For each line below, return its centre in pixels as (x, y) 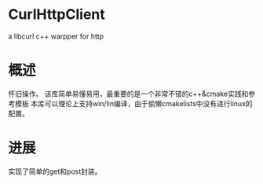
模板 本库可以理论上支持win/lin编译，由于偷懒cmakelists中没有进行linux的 (133, 103)
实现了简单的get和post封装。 (55, 171)
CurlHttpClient (57, 15)
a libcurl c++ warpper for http (56, 36)
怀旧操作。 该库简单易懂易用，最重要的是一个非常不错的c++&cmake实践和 (128, 94)
